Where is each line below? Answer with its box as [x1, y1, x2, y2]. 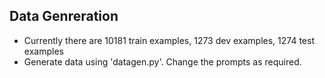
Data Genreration [9, 8, 119, 25]
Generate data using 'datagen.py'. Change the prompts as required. [23, 55, 302, 68]
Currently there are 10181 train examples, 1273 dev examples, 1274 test [23, 34, 315, 46]
